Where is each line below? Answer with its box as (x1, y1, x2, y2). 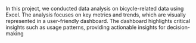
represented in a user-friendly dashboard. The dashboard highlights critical (5, 18, 191, 24)
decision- (166, 24, 190, 31)
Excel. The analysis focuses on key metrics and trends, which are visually (5, 11, 186, 18)
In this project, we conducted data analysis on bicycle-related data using (5, 5, 184, 12)
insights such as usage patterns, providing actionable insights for (5, 24, 166, 31)
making (5, 30, 24, 37)
